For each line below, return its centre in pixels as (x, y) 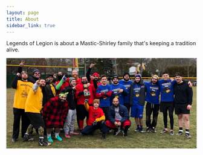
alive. (13, 50)
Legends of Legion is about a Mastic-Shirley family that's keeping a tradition (101, 43)
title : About (23, 19)
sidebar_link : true (31, 25)
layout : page (23, 13)
